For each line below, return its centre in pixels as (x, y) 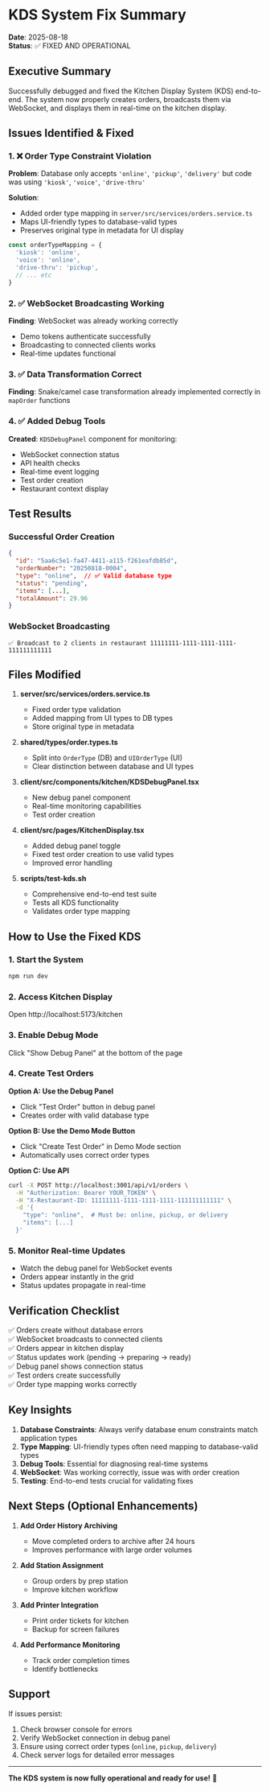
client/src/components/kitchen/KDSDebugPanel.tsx (109, 782)
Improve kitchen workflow (75, 1589)
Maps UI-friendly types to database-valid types (98, 222)
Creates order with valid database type (84, 1115)
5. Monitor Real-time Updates (67, 1250)
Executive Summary (60, 71)
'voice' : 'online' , (48, 260)
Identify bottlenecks (65, 1669)
